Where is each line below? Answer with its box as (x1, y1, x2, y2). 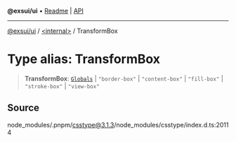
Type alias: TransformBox (7, 51, 160, 67)
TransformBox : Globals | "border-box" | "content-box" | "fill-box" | (24, 74, 223, 83)
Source (7, 102, 40, 114)
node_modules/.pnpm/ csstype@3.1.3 (7, 120, 114, 129)
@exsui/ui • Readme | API (7, 7, 84, 15)
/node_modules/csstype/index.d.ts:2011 (113, 120, 229, 129)
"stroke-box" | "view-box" (24, 81, 100, 90)
